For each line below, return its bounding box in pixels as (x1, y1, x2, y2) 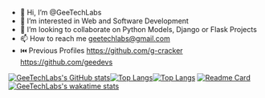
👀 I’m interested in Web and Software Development (19, 16, 189, 26)
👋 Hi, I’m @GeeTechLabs (19, 8, 102, 17)
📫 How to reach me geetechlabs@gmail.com (19, 34, 171, 43)
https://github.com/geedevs (19, 57, 113, 67)
